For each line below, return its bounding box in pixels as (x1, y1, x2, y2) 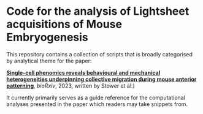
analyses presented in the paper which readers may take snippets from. (6, 100, 188, 108)
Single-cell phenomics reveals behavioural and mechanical (6, 69, 161, 76)
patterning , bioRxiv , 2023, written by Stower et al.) (6, 82, 135, 89)
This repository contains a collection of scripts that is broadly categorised (6, 50, 193, 58)
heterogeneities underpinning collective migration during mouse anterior (6, 75, 197, 83)
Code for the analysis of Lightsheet (6, 4, 190, 18)
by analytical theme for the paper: (6, 57, 92, 64)
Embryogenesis (6, 31, 89, 44)
